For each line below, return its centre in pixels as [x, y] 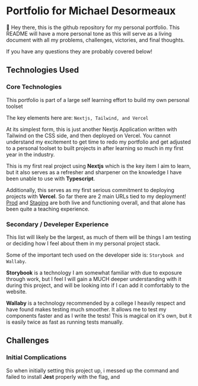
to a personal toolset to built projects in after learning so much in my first [95, 148]
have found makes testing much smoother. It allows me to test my [86, 309]
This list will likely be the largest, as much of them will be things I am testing [99, 237]
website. [17, 291]
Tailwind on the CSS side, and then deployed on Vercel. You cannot [88, 135]
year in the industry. [31, 154]
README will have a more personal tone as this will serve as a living [89, 33]
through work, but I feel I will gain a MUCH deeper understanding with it [94, 279]
